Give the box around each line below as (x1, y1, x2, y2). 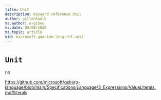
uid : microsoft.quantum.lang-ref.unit (5, 35, 84, 40)
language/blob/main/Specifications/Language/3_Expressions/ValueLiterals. (5, 84, 156, 90)
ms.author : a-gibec (5, 20, 45, 26)
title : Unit (5, 7, 29, 12)
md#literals (5, 89, 28, 95)
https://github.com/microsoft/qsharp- (5, 79, 80, 85)
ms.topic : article (5, 30, 42, 35)
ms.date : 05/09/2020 (5, 25, 47, 30)
